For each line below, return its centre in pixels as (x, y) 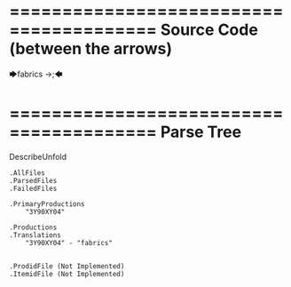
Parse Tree (201, 132)
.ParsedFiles (33, 180)
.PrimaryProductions (47, 204)
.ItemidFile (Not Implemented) (67, 274)
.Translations (35, 235)
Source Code (209, 30)
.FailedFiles (33, 188)
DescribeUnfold (38, 156)
